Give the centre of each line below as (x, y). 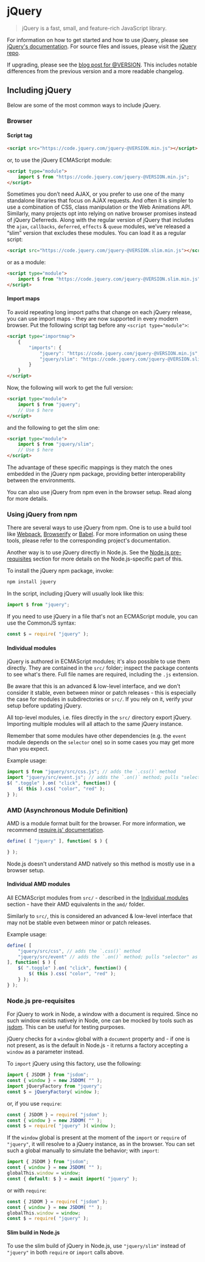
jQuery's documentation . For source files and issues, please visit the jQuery (102, 46)
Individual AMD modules (39, 884)
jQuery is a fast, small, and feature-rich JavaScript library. (94, 28)
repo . (14, 52)
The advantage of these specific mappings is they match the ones (90, 467)
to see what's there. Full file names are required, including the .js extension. (103, 675)
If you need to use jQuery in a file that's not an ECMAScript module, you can (102, 617)
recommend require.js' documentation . (56, 830)
